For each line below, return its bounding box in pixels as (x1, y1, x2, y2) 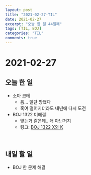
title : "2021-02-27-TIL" (5, 12, 57, 17)
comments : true (5, 36, 37, 41)
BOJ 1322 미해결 (12, 111, 46, 117)
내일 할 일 (5, 150, 33, 158)
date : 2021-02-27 (5, 17, 42, 22)
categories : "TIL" (5, 31, 44, 36)
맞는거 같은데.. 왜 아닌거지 (20, 118, 71, 124)
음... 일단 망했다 (20, 99, 51, 105)
